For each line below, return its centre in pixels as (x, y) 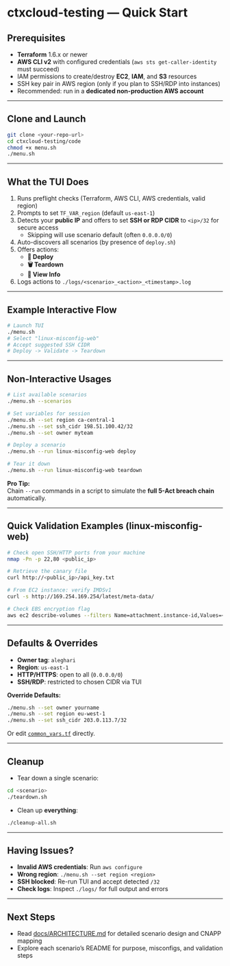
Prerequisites (36, 38)
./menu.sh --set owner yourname (53, 708)
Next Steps (31, 917)
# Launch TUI (26, 325)
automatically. (27, 498)
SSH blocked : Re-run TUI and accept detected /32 (88, 881)
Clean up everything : (48, 810)
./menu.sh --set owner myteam (50, 433)
